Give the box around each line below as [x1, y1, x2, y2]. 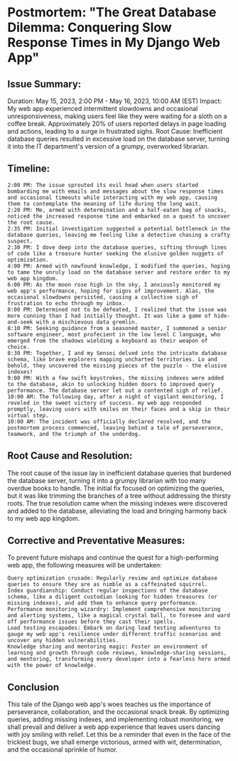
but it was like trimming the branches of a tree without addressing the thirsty [7, 491, 231, 500]
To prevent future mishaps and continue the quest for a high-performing [7, 553, 219, 562]
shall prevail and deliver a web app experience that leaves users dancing [7, 723, 220, 731]
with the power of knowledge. [7, 662, 97, 669]
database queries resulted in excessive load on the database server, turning [7, 134, 229, 143]
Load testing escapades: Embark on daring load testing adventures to [7, 624, 221, 632]
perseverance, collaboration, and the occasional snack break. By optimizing [7, 708, 229, 716]
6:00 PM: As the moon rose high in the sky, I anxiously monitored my [7, 281, 221, 288]
